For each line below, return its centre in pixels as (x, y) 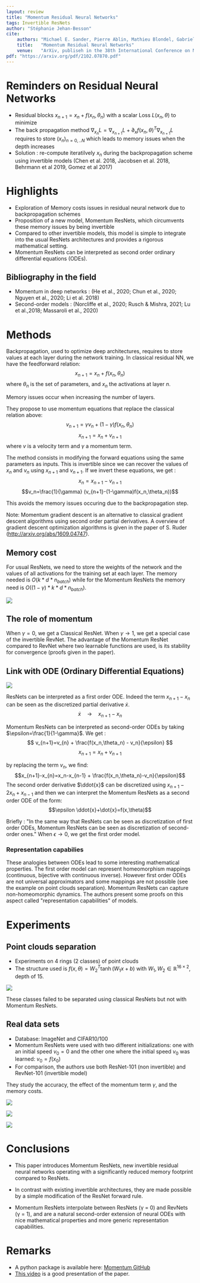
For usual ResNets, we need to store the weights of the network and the (94, 567)
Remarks (29, 1251)
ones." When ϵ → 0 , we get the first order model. (81, 834)
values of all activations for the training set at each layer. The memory (92, 574)
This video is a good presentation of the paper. (72, 1274)
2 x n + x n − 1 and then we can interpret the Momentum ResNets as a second (98, 794)
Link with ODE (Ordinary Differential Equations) (95, 671)
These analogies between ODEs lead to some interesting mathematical (93, 863)
